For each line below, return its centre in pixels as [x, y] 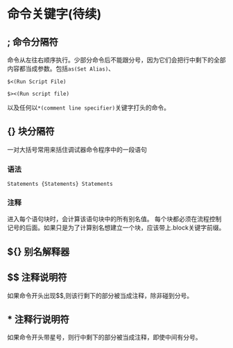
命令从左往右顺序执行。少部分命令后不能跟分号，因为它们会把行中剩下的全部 [116, 60]
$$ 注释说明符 [37, 278]
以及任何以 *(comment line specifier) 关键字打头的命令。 [88, 107]
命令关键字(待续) [54, 14]
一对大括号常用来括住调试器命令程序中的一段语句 [77, 149]
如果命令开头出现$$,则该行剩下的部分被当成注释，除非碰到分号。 [100, 295]
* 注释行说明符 [38, 319]
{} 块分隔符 [31, 131]
